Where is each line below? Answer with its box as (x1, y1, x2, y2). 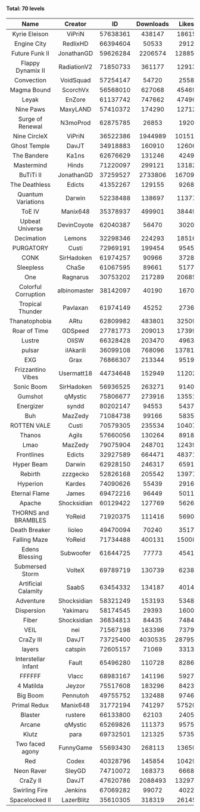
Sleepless (17, 263, 45, 271)
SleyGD (65, 767, 86, 775)
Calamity (17, 587, 43, 595)
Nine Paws (15, 105, 46, 113)
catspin (65, 645, 86, 653)
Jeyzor (65, 682, 85, 690)
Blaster (20, 711, 40, 719)
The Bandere (12, 152, 49, 160)
